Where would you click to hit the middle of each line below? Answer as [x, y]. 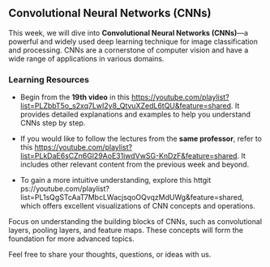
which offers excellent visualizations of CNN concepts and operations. [137, 206]
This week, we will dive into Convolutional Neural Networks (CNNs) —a [129, 32]
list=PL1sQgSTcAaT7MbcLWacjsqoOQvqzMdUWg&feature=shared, [132, 197]
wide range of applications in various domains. [86, 58]
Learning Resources [49, 79]
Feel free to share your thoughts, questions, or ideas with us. [110, 255]
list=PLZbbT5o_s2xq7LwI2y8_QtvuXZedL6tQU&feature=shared [126, 106]
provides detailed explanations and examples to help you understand [135, 114]
